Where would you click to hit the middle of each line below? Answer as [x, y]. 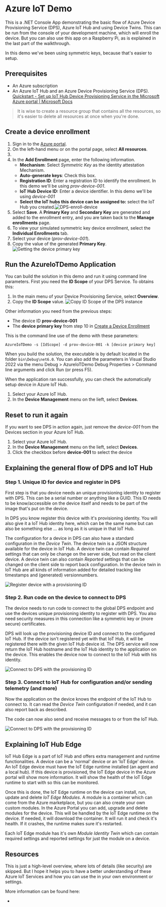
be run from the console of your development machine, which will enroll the [82, 33]
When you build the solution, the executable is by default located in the [77, 354]
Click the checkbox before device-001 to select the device [72, 452]
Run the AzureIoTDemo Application [61, 264]
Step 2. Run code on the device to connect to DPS [66, 597]
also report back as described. [36, 710]
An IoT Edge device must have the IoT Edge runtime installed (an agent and [82, 767]
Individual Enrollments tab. [40, 233]
